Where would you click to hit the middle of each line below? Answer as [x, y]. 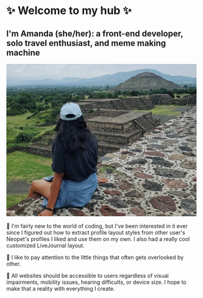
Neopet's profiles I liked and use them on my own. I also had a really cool [98, 239]
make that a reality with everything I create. [61, 289]
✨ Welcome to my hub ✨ [69, 11]
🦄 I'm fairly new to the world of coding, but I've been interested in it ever [97, 226]
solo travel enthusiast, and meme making [86, 43]
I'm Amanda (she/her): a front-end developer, [95, 33]
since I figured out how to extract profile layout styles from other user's [96, 232]
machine [23, 53]
